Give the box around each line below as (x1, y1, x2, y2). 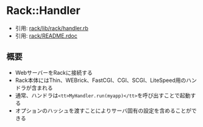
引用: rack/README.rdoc (15, 32, 77, 39)
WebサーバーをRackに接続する (15, 69, 93, 76)
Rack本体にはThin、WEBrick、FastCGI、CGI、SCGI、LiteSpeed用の (15, 77, 187, 84)
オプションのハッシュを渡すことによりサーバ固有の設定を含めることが (15, 107, 192, 114)
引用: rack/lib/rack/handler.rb (15, 24, 88, 32)
